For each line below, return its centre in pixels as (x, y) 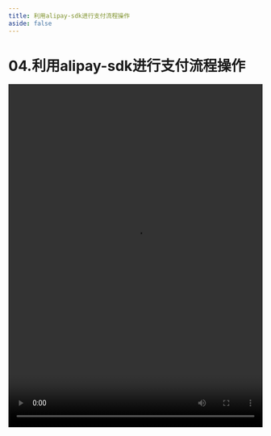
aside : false (30, 23)
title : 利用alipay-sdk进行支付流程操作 (69, 16)
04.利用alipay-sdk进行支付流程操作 (127, 66)
